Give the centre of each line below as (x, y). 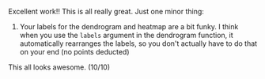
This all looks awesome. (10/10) (59, 67)
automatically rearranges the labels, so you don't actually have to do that (138, 43)
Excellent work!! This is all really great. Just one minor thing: (106, 11)
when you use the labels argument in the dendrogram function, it (126, 35)
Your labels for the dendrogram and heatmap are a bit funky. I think (129, 26)
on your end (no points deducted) (74, 52)
